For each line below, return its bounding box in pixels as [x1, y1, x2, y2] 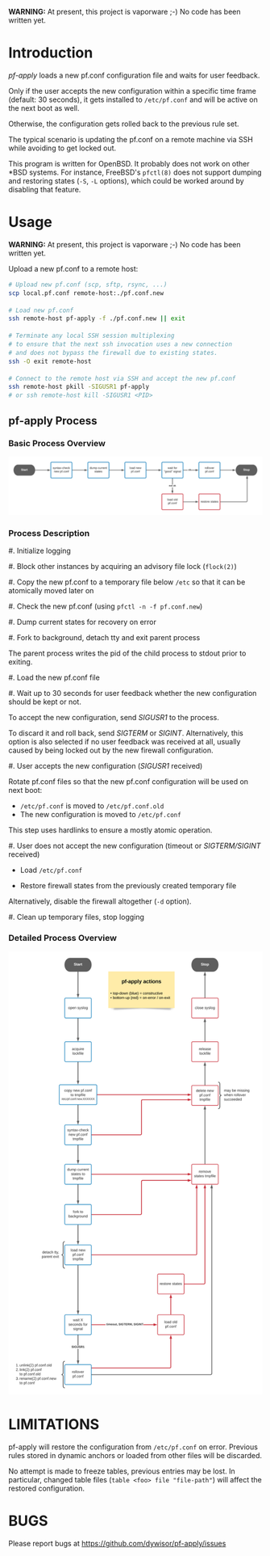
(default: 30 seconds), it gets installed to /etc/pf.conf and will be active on [8, 95, 258, 104]
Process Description [8, 527, 90, 538]
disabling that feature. [8, 184, 81, 194]
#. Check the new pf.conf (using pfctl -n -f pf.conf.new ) [8, 601, 203, 611]
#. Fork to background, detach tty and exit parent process [8, 633, 201, 643]
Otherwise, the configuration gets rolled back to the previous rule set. [8, 119, 239, 129]
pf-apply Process [8, 414, 98, 428]
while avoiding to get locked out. [8, 143, 117, 153]
